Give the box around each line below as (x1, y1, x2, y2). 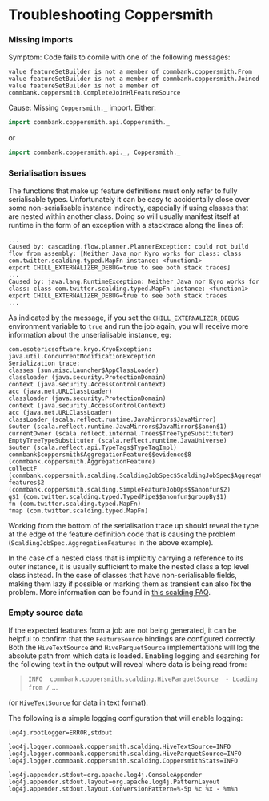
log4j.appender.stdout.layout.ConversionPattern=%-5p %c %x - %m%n (8, 784, 239, 793)
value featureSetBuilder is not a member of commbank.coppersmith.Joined (8, 75, 260, 83)
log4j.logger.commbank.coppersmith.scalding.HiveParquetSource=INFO (8, 750, 242, 758)
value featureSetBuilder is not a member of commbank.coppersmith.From (8, 68, 252, 76)
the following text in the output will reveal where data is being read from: (8, 659, 247, 669)
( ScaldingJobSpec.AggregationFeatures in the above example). (8, 537, 214, 547)
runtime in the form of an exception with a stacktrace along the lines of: (8, 220, 244, 229)
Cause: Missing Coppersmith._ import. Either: (8, 103, 156, 113)
